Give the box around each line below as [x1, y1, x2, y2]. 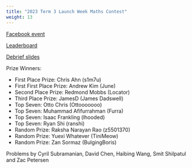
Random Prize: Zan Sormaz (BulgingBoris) [14, 139, 117, 146]
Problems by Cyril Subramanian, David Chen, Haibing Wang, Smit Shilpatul [6, 150, 186, 157]
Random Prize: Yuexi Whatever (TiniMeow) [14, 132, 119, 139]
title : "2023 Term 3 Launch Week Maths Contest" [6, 8, 127, 15]
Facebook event [6, 30, 45, 37]
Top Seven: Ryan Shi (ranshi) [14, 120, 85, 127]
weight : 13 [6, 14, 33, 20]
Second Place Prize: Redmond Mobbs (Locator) [14, 88, 130, 95]
